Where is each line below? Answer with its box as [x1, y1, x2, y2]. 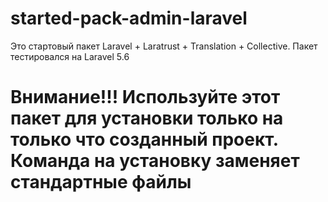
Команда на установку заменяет [10, 150, 300, 172]
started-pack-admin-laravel [10, 7, 248, 30]
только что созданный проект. [10, 128, 279, 151]
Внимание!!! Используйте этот [10, 86, 281, 109]
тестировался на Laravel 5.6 [10, 50, 130, 62]
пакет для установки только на [10, 107, 284, 130]
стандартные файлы [10, 171, 192, 194]
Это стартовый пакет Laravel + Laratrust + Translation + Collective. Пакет [10, 40, 318, 52]
